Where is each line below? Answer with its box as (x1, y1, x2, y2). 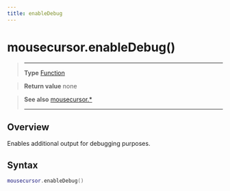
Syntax (7, 159, 38, 171)
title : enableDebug (7, 10, 63, 17)
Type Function (23, 68, 65, 77)
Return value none (23, 81, 77, 90)
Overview (7, 121, 50, 133)
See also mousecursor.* (23, 95, 92, 103)
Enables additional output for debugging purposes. (7, 140, 151, 148)
